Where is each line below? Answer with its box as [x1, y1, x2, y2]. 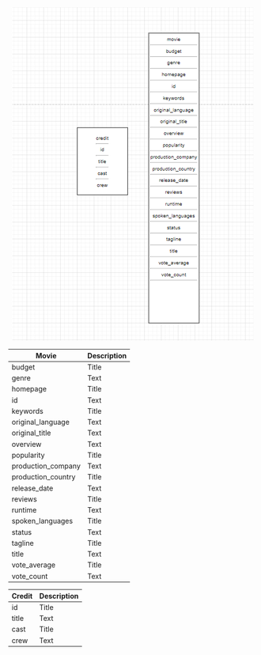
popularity [11, 450, 45, 460]
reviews [11, 494, 37, 504]
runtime [11, 505, 37, 514]
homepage [11, 384, 47, 394]
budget [11, 362, 36, 372]
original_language [11, 418, 70, 426]
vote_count [11, 571, 48, 581]
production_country [11, 472, 76, 482]
